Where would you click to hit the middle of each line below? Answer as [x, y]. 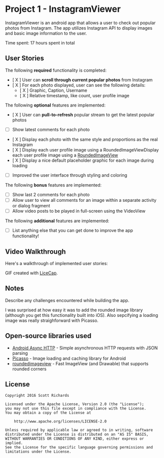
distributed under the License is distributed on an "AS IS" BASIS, [77, 435]
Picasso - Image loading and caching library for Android [69, 358]
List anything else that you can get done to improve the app [73, 230]
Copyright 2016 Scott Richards [37, 396]
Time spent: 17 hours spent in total [40, 42]
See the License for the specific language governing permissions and [79, 448]
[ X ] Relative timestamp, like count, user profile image [74, 95]
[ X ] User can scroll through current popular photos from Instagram [82, 79]
